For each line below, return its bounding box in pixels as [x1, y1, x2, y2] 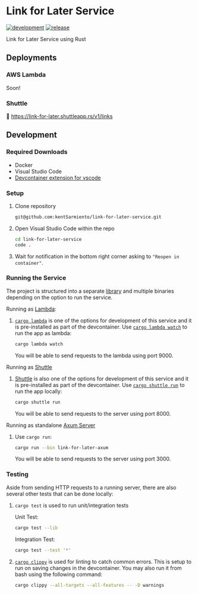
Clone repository [14, 202, 56, 209]
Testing [6, 470, 29, 478]
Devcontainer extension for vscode [14, 174, 101, 181]
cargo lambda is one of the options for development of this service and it [14, 317, 192, 324]
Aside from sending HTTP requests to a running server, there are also [6, 484, 177, 491]
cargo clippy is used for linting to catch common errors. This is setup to [14, 558, 192, 565]
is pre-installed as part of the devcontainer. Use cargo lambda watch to [14, 323, 187, 330]
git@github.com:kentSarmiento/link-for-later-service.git [14, 214, 162, 220]
